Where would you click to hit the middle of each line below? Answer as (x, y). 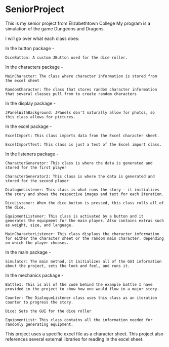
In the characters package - (34, 67)
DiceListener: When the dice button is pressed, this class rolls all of (85, 203)
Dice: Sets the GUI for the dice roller (49, 311)
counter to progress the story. (39, 302)
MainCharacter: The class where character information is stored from (81, 76)
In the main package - (28, 252)
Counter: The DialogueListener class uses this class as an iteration (81, 298)
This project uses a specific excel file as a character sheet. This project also (84, 334)
